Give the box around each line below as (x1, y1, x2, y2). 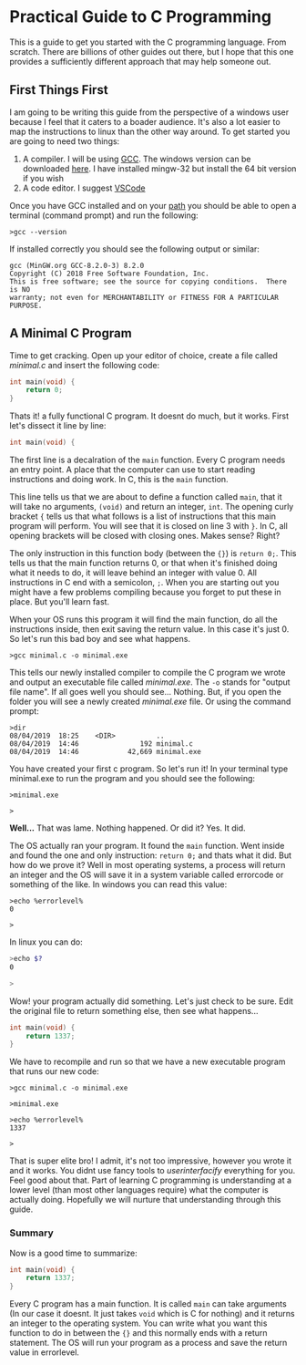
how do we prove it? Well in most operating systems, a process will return (9, 860, 286, 871)
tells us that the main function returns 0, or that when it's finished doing (9, 558, 278, 569)
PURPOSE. (9, 301, 43, 310)
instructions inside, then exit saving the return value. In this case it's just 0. (9, 624, 290, 635)
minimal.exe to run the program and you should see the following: (9, 773, 256, 784)
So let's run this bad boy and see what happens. (9, 634, 191, 645)
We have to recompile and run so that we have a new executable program (9, 1056, 286, 1068)
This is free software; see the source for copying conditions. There (9, 276, 287, 286)
